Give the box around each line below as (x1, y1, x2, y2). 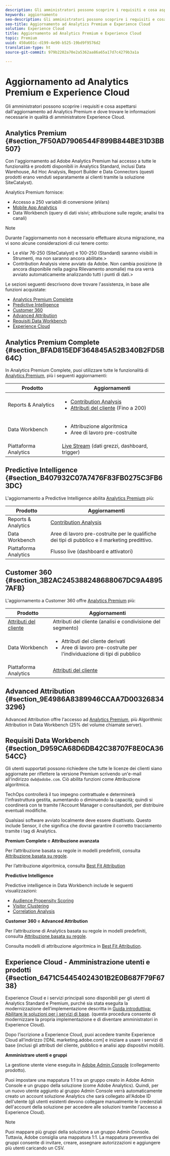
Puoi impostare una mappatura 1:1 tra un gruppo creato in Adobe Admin (5, 1077, 154, 1083)
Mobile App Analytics (12, 204, 57, 210)
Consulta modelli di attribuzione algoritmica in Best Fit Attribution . (5, 943, 142, 949)
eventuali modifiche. (5, 808, 48, 814)
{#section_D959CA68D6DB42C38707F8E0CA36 (5, 744, 164, 752)
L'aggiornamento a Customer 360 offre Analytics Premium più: (5, 597, 136, 603)
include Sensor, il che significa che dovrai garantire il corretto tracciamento (5, 823, 162, 829)
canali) (12, 215, 27, 221)
